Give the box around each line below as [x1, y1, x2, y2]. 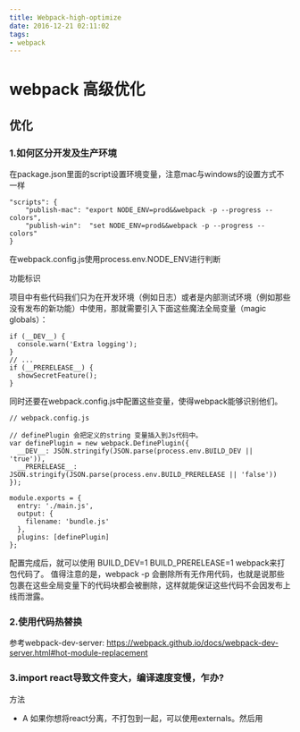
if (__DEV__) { [9, 332, 66, 341]
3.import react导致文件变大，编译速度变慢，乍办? [9, 672, 225, 685]
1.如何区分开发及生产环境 [9, 147, 118, 159]
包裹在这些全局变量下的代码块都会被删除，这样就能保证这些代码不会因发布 [9, 580, 283, 591]
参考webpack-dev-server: [9, 637, 105, 649]
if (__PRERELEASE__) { [9, 363, 94, 372]
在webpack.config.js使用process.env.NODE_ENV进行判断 [9, 254, 221, 265]
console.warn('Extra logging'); [17, 340, 138, 349]
